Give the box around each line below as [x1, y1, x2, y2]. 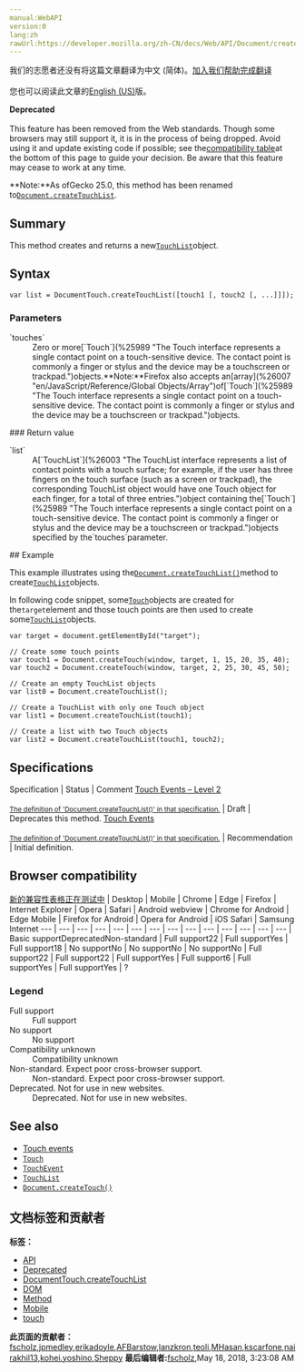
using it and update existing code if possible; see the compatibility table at [9, 143, 283, 154]
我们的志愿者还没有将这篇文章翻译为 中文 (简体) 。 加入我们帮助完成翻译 [9, 65, 272, 76]
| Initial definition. [9, 841, 74, 852]
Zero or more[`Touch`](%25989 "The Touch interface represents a [32, 342, 281, 353]
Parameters [9, 311, 62, 324]
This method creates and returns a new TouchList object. [9, 240, 220, 251]
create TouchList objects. [9, 577, 100, 588]
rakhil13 [9, 1352, 38, 1363]
